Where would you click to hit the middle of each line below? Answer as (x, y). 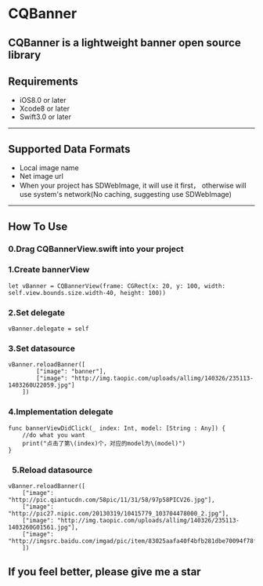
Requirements (43, 81)
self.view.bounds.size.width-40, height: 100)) (87, 293)
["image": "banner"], (72, 372)
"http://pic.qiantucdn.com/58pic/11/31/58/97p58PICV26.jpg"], (112, 500)
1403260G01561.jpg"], (43, 527)
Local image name (49, 168)
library (25, 55)
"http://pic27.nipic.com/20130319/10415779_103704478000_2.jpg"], (119, 514)
